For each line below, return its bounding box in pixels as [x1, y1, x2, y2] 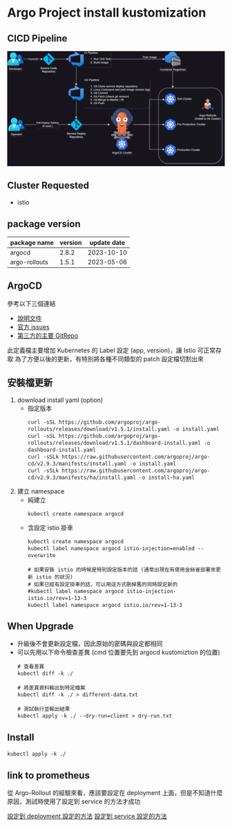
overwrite [27, 552, 57, 558]
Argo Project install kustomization [7, 5, 206, 21]
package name [10, 238, 54, 246]
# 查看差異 [17, 663, 45, 671]
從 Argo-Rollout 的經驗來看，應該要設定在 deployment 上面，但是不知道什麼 [7, 788, 223, 797]
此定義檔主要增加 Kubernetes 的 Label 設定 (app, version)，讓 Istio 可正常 [7, 346, 216, 354]
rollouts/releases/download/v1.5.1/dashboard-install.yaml [27, 439, 202, 446]
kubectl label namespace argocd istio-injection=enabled [27, 545, 195, 552]
